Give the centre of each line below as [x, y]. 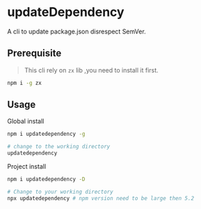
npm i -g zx [24, 83]
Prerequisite [34, 53]
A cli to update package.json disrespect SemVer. [77, 31]
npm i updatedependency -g [46, 134]
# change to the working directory [59, 147]
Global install [26, 121]
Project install [27, 167]
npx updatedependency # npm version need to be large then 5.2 [101, 198]
